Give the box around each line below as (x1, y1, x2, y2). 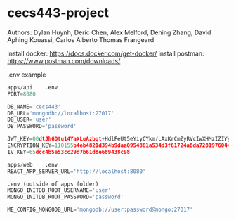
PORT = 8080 (7, 90, 37, 98)
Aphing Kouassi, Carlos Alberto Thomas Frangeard (7, 35, 155, 44)
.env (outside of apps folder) (7, 181, 99, 188)
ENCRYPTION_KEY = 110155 (7, 142, 74, 149)
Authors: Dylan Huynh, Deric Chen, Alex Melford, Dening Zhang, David (7, 28, 211, 37)
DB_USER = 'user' (7, 116, 52, 124)
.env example (7, 70, 46, 79)
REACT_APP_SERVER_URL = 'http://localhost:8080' (7, 167, 146, 175)
